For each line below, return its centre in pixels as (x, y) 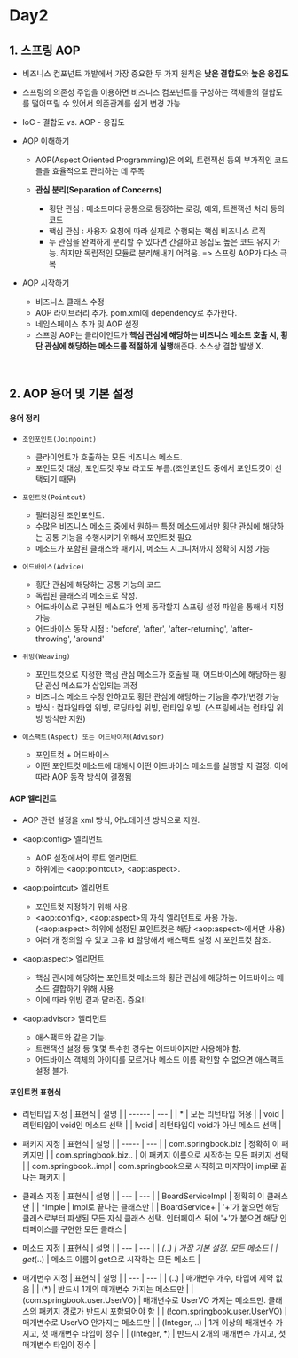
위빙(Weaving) (46, 656)
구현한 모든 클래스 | (94, 1229)
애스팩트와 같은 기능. (71, 1037)
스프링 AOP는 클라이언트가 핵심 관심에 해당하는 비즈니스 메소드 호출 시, (157, 335)
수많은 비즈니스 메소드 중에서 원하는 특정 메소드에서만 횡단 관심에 (148, 526)
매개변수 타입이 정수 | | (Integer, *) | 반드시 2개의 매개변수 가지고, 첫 (168, 1333)
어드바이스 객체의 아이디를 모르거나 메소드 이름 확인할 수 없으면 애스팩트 (160, 1059)
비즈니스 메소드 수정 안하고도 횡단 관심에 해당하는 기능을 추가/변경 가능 (157, 696)
